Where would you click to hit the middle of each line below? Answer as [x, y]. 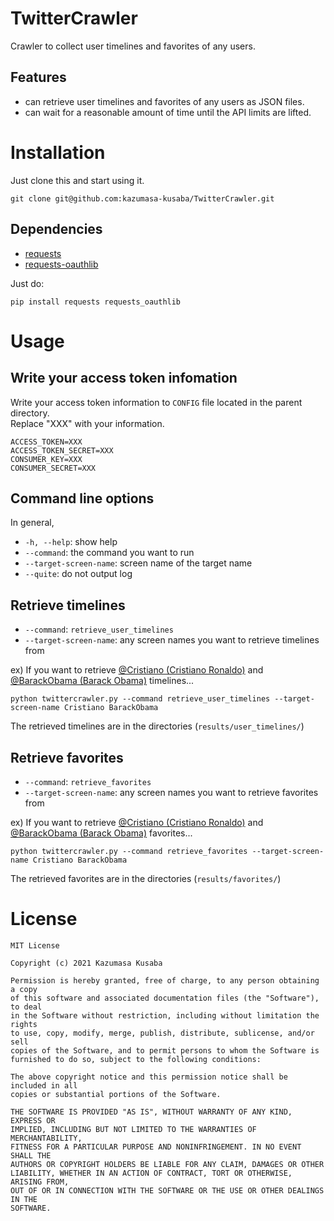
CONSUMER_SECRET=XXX [53, 468]
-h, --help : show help [71, 542]
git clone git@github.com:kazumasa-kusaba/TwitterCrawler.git [142, 198]
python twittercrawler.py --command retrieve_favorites [129, 851]
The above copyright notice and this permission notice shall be [149, 1077]
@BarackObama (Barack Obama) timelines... [102, 681]
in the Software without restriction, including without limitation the [165, 1015]
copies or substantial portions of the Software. [116, 1094]
